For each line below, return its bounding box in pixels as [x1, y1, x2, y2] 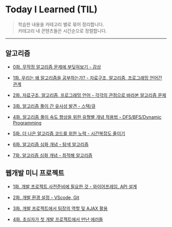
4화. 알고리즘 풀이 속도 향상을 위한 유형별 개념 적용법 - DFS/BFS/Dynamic [12, 114, 162, 120]
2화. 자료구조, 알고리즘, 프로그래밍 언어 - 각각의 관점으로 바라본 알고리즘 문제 [12, 92, 166, 98]
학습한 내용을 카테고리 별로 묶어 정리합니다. [17, 21, 104, 27]
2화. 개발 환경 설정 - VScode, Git [12, 194, 79, 200]
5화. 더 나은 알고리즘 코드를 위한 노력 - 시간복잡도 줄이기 [12, 130, 125, 136]
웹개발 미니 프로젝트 [5, 169, 64, 178]
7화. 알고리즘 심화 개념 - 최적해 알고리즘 [12, 152, 93, 158]
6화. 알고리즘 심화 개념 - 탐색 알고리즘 [12, 141, 89, 147]
